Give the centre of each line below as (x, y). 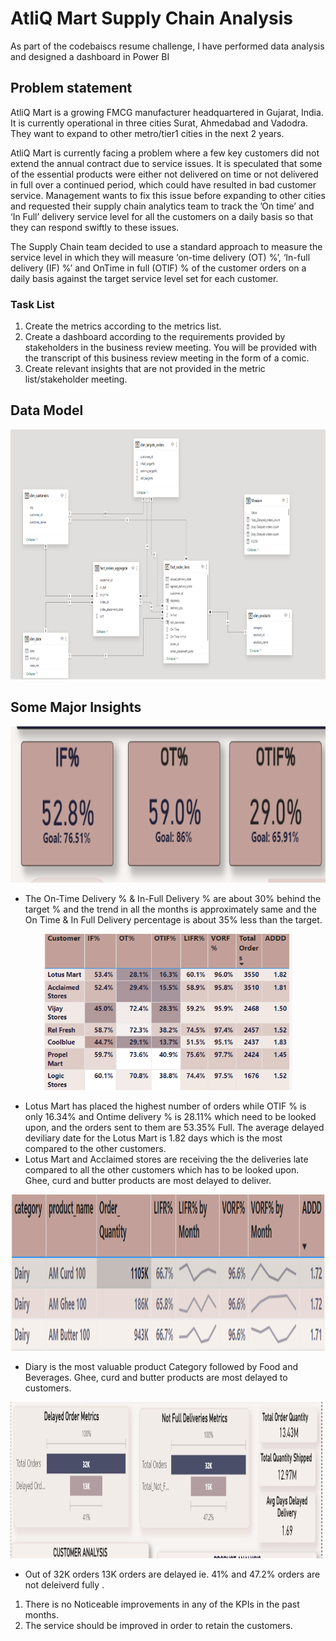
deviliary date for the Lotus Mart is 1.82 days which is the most (153, 1138)
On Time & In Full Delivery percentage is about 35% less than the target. (173, 919)
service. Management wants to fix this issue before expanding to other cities (168, 195)
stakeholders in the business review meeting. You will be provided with (171, 348)
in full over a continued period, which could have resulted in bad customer (163, 184)
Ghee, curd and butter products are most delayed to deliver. (148, 1180)
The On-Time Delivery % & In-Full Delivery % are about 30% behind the (173, 898)
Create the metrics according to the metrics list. (123, 326)
